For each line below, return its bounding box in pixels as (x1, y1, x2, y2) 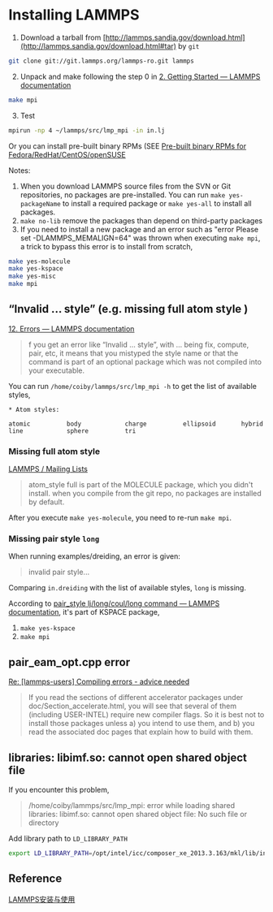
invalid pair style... (28, 567, 90, 577)
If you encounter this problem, (8, 785, 110, 795)
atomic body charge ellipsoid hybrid (8, 420, 264, 428)
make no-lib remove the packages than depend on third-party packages (19, 215, 262, 225)
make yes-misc (8, 272, 57, 281)
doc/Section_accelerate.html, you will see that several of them (28, 701, 237, 711)
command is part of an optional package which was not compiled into (28, 357, 262, 366)
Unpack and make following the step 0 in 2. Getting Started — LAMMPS (19, 71, 261, 81)
